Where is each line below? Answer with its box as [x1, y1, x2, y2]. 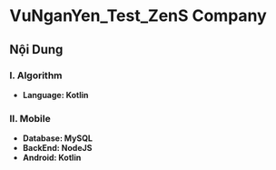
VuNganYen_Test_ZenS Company [9, 5, 268, 26]
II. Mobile [9, 112, 52, 125]
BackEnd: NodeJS [22, 143, 93, 154]
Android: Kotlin [22, 152, 82, 164]
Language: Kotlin [22, 89, 89, 100]
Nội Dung [9, 42, 64, 57]
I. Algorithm [9, 69, 63, 82]
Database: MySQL [22, 133, 94, 144]
